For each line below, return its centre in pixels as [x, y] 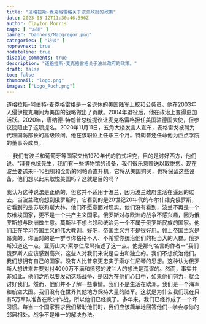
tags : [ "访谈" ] [28, 29]
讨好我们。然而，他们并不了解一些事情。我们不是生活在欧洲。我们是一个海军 [103, 284]
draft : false [23, 69]
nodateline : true [29, 52]
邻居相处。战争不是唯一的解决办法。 [52, 314]
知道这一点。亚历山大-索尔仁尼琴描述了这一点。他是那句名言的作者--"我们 [105, 245]
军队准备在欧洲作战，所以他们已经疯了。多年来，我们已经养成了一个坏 [109, 299]
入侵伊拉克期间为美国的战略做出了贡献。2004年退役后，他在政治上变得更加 [102, 112]
